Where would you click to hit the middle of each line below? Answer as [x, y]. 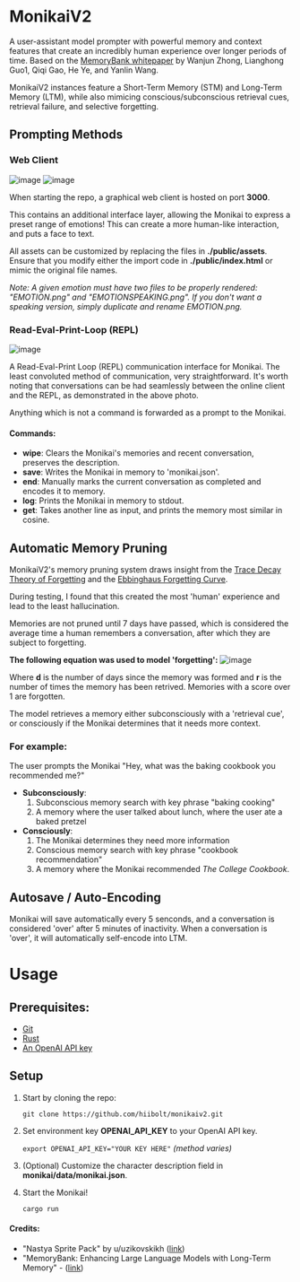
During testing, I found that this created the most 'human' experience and [145, 596]
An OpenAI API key [57, 1048]
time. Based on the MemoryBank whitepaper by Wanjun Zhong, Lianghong [147, 60]
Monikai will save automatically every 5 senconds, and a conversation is [142, 919]
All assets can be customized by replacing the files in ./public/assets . [138, 251]
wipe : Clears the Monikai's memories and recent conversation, [138, 453]
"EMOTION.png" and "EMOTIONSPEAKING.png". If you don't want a [136, 297]
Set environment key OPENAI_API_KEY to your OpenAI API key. [140, 1130]
